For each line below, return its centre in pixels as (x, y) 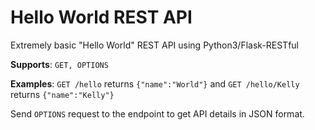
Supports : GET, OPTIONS (59, 64)
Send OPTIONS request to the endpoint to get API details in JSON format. (157, 113)
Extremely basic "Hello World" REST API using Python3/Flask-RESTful (154, 45)
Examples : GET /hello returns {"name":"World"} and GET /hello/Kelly (155, 83)
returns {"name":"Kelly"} (62, 94)
